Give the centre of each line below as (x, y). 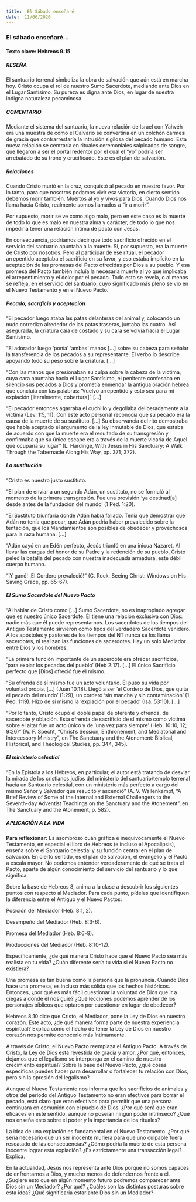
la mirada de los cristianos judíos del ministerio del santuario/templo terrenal (98, 778)
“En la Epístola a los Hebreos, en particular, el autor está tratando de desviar (98, 772)
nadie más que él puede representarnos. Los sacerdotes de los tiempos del (97, 622)
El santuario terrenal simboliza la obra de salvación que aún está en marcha (97, 79)
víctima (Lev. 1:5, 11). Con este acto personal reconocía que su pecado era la (98, 414)
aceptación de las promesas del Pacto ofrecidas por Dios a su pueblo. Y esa (98, 265)
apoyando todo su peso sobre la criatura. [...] (61, 360)
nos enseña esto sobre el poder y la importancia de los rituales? (83, 1120)
